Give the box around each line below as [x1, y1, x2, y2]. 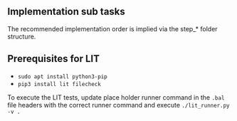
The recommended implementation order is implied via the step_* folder [7, 24, 218, 33]
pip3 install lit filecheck [17, 80, 101, 88]
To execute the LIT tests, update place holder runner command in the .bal [7, 93, 225, 102]
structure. [7, 32, 36, 41]
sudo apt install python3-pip [17, 73, 108, 80]
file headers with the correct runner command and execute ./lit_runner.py [7, 100, 230, 109]
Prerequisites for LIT [7, 53, 100, 65]
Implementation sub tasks [7, 6, 126, 18]
